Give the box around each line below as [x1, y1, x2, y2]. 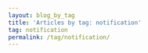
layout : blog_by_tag [8, 11, 76, 19]
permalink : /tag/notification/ [8, 33, 110, 41]
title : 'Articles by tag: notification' [8, 19, 143, 26]
